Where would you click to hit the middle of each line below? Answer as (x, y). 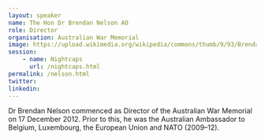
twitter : (22, 81)
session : (22, 52)
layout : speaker (35, 15)
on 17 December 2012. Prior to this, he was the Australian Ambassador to (127, 120)
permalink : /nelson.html (49, 74)
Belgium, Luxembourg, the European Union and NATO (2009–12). (114, 127)
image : (19, 45)
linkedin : (24, 88)
